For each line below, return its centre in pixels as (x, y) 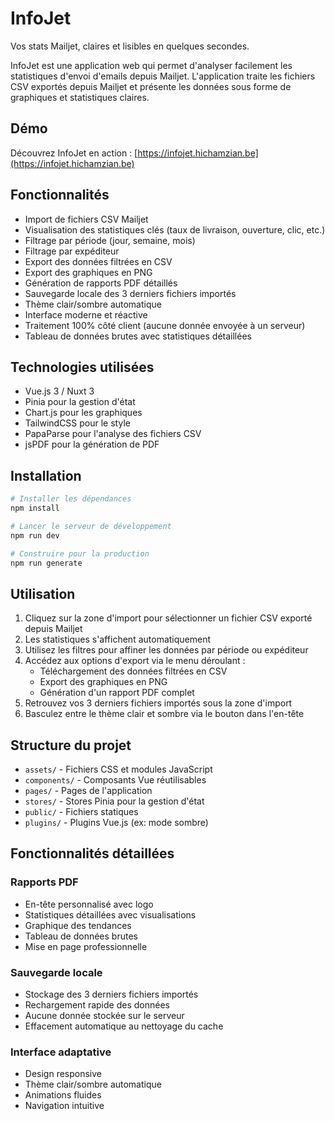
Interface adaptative (61, 1052)
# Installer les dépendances (71, 499)
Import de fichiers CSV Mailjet (86, 219)
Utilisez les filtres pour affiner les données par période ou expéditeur (166, 650)
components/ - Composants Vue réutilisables (115, 780)
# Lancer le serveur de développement (91, 526)
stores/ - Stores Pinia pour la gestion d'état (114, 801)
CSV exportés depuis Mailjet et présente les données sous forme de (151, 86)
